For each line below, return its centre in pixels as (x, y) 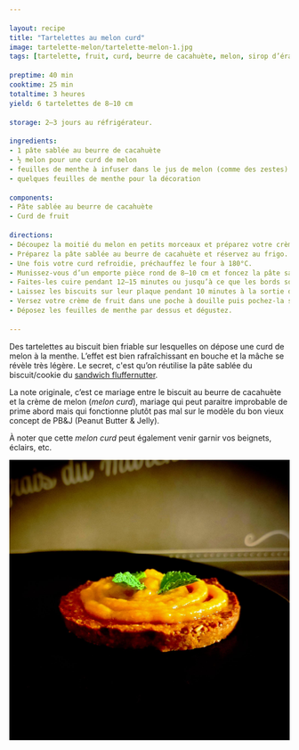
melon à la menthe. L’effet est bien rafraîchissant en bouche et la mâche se (147, 356)
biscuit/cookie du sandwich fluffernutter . (84, 375)
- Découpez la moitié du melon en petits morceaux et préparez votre (141, 244)
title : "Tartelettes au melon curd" (77, 37)
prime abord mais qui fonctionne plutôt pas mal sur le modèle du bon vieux (147, 411)
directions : (31, 235)
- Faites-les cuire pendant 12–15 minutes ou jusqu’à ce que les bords (145, 282)
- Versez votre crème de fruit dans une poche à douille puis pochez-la (147, 301)
